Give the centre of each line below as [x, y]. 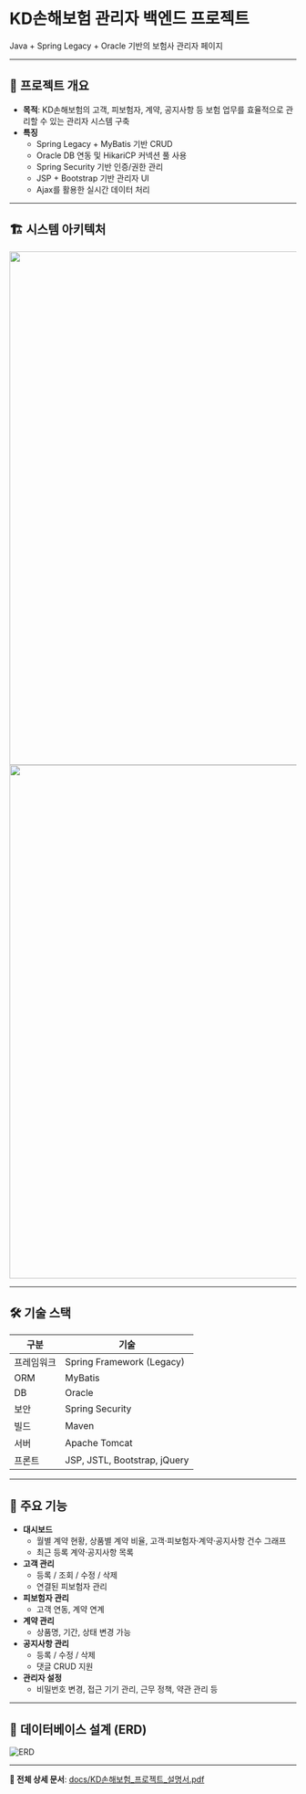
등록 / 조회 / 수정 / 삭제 [77, 1575]
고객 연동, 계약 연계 [70, 1610]
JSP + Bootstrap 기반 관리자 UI [93, 178]
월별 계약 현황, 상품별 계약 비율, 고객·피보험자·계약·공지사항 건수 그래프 [161, 1541]
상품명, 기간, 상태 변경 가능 [84, 1632]
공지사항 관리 [46, 1643]
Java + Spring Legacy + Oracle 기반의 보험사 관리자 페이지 [116, 46]
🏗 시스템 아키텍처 [58, 230]
